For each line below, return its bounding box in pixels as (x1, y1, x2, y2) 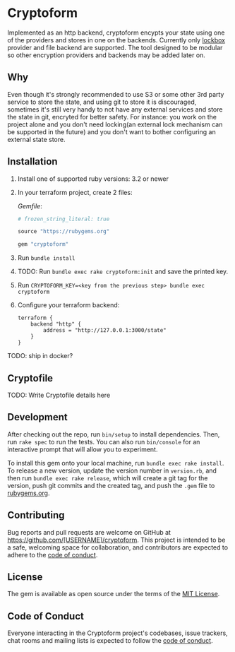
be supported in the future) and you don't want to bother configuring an (7, 127, 217, 136)
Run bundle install (17, 254, 76, 262)
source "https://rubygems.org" (17, 228, 110, 235)
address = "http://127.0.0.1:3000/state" (43, 327, 167, 334)
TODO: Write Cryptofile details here (7, 391, 111, 399)
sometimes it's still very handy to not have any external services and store (7, 105, 223, 114)
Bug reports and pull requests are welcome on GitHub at (7, 528, 171, 536)
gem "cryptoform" (17, 241, 69, 248)
